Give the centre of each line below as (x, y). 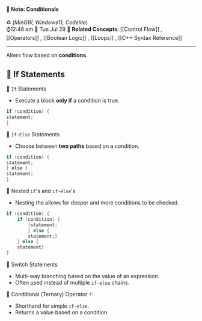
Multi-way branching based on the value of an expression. (87, 276)
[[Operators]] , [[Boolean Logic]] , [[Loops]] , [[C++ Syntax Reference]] (94, 38)
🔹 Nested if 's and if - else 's (41, 191)
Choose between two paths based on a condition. (77, 146)
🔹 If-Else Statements (33, 134)
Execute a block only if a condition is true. (67, 101)
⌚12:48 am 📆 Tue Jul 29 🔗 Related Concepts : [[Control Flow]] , (84, 29)
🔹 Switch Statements (32, 265)
